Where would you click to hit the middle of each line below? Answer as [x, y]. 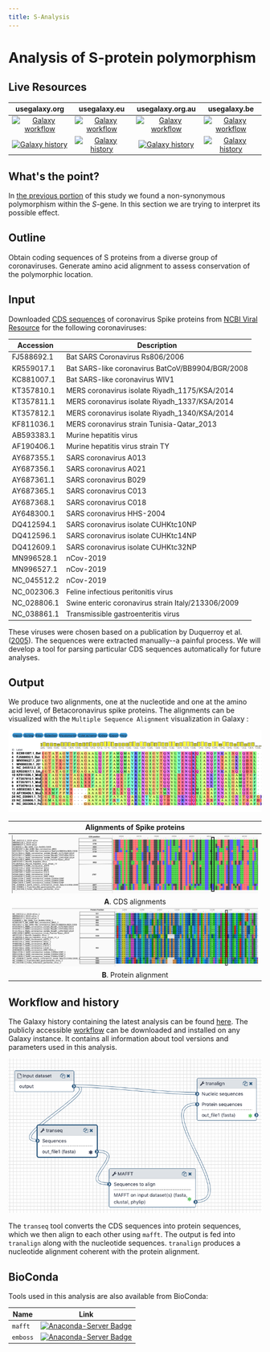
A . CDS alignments [135, 902]
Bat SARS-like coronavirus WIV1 [120, 379]
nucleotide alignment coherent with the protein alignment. [104, 1252]
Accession [35, 345]
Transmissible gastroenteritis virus [123, 614]
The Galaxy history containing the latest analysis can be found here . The [128, 1022]
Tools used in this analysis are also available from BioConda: [108, 1297]
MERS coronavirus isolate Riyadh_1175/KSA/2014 [150, 390]
